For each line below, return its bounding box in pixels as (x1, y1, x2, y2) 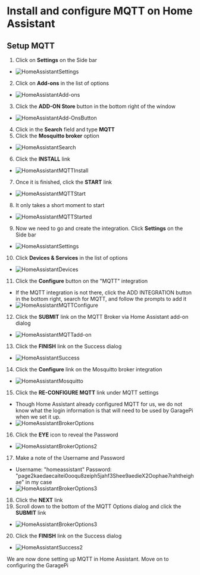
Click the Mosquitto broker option (15, 133, 100, 139)
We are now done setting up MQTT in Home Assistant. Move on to (7, 555, 169, 562)
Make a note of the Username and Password (15, 454, 125, 461)
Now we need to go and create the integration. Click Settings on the (15, 225, 183, 232)
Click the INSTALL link (15, 155, 71, 162)
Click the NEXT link (15, 497, 63, 503)
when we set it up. (15, 413, 61, 420)
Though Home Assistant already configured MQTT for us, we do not (15, 401, 183, 407)
